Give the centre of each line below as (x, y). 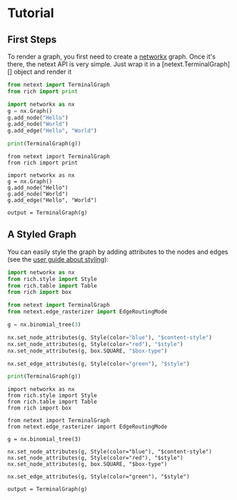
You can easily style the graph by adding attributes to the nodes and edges (118, 252)
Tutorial (31, 13)
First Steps (32, 40)
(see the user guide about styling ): (58, 259)
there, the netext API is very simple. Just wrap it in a (84, 64)
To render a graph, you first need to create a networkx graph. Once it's (112, 56)
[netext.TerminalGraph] (196, 64)
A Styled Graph (42, 234)
